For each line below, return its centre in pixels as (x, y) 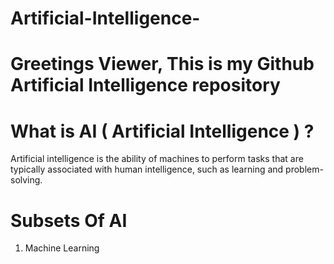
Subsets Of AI (69, 220)
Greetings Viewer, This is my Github (162, 64)
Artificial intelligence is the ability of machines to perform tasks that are (157, 159)
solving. (26, 180)
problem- (304, 169)
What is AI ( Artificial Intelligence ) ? (162, 131)
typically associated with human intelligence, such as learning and (147, 169)
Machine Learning (62, 248)
